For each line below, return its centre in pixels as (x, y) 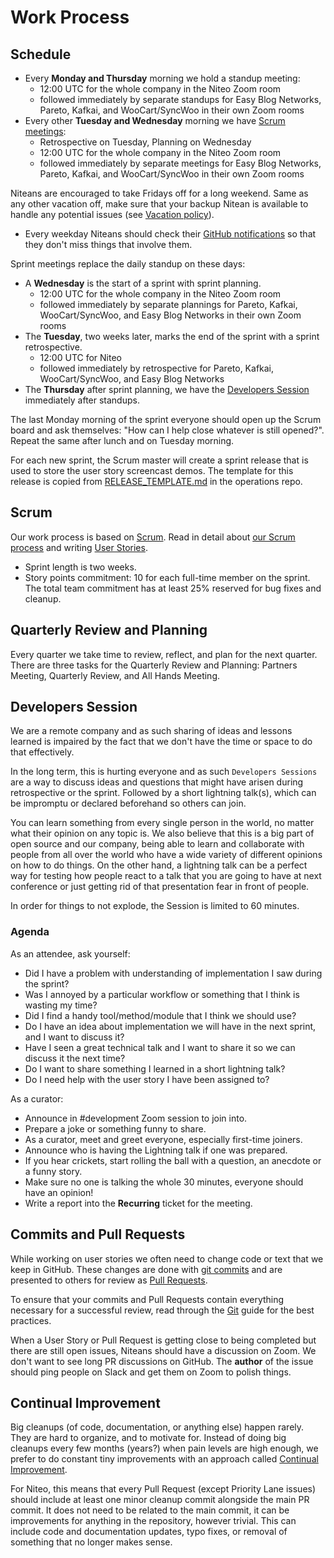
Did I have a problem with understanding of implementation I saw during (173, 973)
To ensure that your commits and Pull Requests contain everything (147, 1299)
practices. (31, 1320)
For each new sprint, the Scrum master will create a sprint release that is (159, 460)
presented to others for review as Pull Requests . (109, 1280)
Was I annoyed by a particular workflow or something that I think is (162, 994)
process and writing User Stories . (79, 547)
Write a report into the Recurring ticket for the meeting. (138, 1203)
